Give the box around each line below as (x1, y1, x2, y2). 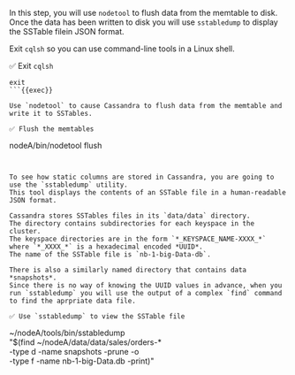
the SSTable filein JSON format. (9, 27, 125, 36)
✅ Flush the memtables (9, 125, 95, 134)
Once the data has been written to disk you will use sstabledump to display (9, 17, 278, 27)
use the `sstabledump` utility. (9, 180, 128, 189)
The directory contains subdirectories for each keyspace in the (9, 219, 254, 228)
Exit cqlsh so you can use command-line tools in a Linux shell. (9, 43, 236, 54)
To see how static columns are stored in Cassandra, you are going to (9, 172, 275, 181)
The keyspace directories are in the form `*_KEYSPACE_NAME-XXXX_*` (9, 234, 267, 243)
